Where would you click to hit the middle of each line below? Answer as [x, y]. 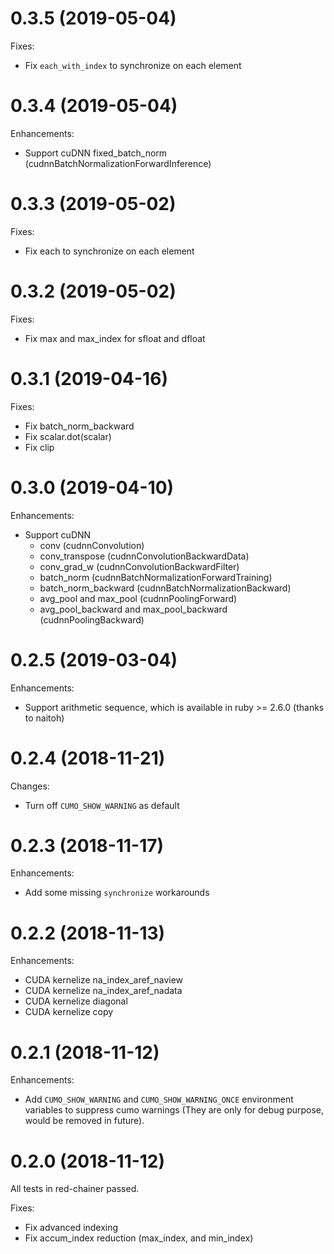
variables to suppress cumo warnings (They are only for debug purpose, [174, 1110]
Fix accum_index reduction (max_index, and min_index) [139, 1238]
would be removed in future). [84, 1121]
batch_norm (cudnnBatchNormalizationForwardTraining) [156, 577]
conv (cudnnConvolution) [92, 545]
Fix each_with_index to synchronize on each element [133, 65]
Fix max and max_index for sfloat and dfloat [115, 338]
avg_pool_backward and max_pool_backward [133, 609]
